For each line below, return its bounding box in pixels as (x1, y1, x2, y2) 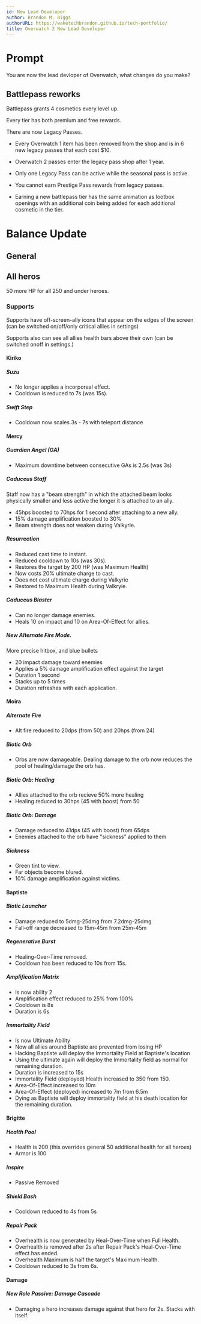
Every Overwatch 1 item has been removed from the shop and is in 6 (14, 140, 184, 147)
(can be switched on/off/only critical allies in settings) (6, 322, 139, 330)
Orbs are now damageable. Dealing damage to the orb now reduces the (14, 756, 193, 763)
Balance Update (6, 227, 87, 241)
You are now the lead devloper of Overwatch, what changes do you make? (6, 72, 191, 79)
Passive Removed (14, 1179, 59, 1186)
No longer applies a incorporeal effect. (14, 383, 111, 391)
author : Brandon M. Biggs (6, 14, 71, 20)
